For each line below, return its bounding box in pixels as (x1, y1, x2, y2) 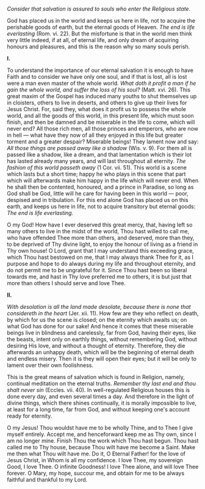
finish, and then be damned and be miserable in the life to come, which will (7, 118, 195, 126)
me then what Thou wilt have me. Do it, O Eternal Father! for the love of (7, 450, 185, 457)
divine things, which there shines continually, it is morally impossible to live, (7, 399, 197, 407)
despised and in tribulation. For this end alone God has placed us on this (7, 197, 189, 203)
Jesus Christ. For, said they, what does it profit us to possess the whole (7, 106, 187, 112)
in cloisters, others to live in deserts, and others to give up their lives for (7, 99, 187, 106)
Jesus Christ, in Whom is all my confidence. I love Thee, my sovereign (7, 457, 184, 463)
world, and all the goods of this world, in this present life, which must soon (7, 112, 194, 119)
